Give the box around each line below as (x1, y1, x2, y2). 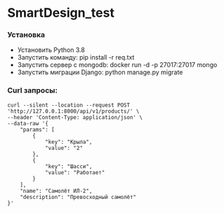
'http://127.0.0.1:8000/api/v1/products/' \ (7, 107, 140, 115)
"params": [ (20, 126, 55, 133)
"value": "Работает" (44, 169, 105, 176)
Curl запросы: (7, 85, 58, 95)
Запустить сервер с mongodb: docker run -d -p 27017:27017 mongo (17, 61, 218, 69)
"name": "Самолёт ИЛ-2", (20, 187, 93, 194)
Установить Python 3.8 (17, 46, 86, 54)
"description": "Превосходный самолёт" (20, 193, 137, 200)
